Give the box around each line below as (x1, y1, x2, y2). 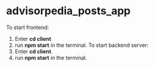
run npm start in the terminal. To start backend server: (14, 42, 149, 49)
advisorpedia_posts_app (6, 4, 131, 18)
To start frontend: (6, 24, 49, 31)
